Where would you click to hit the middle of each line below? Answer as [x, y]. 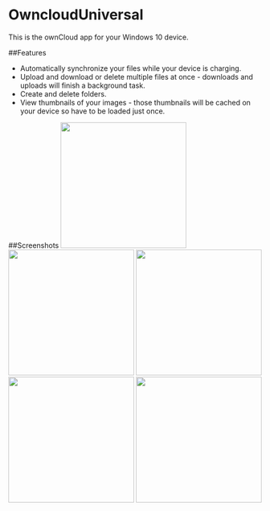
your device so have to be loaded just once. [92, 111]
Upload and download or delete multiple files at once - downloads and [136, 76]
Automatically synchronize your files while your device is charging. [131, 68]
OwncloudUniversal [76, 15]
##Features [27, 52]
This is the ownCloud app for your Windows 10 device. [98, 37]
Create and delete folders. [63, 93]
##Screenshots [34, 245]
